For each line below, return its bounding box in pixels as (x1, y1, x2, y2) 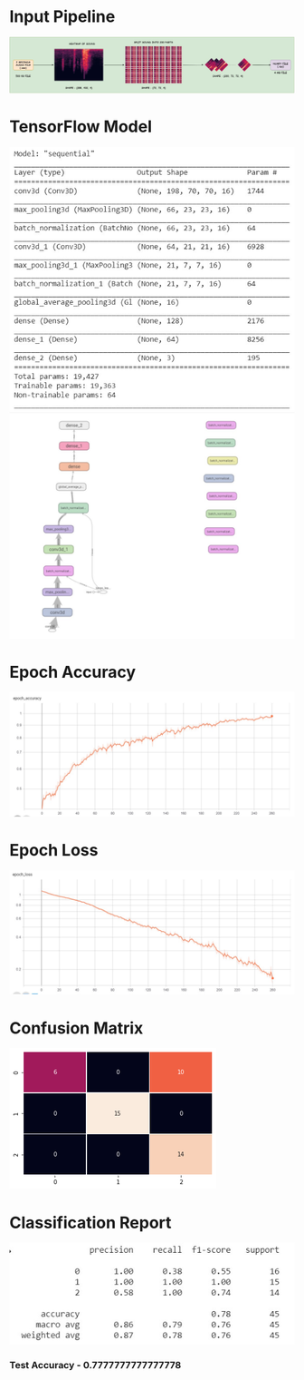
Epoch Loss (9, 840, 99, 861)
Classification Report (9, 1212, 172, 1233)
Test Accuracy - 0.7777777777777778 (9, 1359, 182, 1372)
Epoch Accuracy (9, 661, 137, 682)
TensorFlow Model (9, 116, 152, 137)
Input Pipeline (9, 6, 116, 27)
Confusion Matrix (9, 1018, 144, 1038)
